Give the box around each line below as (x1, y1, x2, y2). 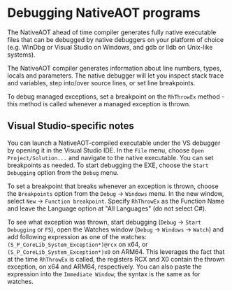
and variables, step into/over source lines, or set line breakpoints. (7, 78, 196, 87)
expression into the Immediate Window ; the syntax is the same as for (7, 269, 201, 278)
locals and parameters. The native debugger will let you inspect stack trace (7, 71, 224, 80)
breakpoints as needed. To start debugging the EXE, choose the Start (7, 161, 209, 169)
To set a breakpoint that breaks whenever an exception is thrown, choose (7, 182, 219, 190)
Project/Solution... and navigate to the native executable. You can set (7, 153, 214, 162)
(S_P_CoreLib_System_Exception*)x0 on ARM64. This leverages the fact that (7, 247, 225, 256)
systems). (7, 50, 36, 59)
